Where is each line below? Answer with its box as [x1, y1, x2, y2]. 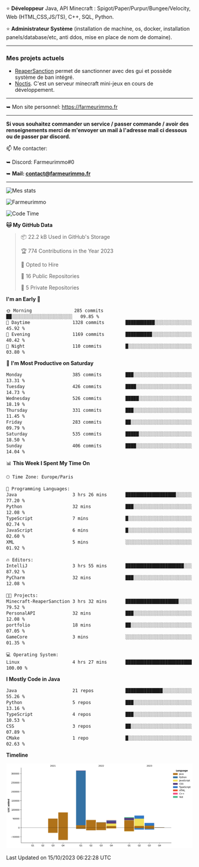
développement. [14, 87, 55, 94]
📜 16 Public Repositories [20, 273, 80, 280]
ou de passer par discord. [6, 133, 71, 140]
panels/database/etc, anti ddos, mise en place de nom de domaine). [6, 34, 172, 40]
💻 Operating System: [6, 652, 59, 658]
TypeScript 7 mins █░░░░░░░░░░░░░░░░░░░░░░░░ [6, 516, 192, 522]
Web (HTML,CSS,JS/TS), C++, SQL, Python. [6, 14, 114, 20]
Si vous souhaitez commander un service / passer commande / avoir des [6, 120, 190, 127]
